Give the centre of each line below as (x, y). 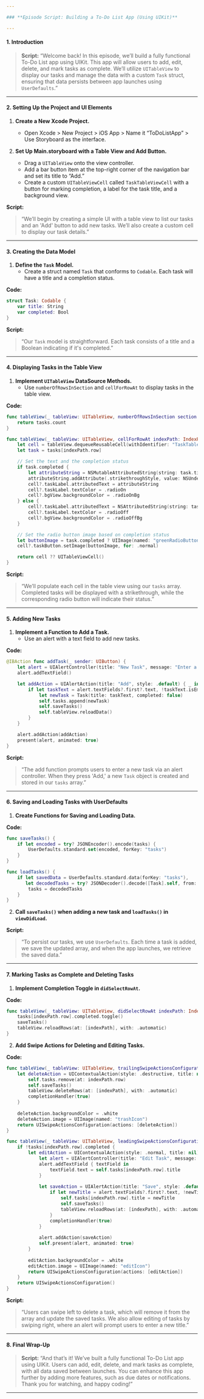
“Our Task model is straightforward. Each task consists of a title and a (108, 341)
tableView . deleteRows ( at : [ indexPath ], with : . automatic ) (103, 1091)
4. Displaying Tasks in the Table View (54, 367)
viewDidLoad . (31, 918)
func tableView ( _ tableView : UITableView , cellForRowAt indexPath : (93, 439)
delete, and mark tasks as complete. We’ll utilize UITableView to (100, 68)
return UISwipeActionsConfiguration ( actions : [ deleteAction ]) (97, 1125)
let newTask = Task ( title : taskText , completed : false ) (111, 695)
